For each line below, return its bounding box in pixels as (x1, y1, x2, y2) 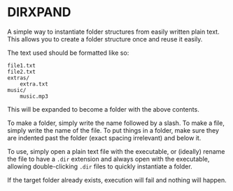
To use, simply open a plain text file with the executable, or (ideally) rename (7, 147, 225, 155)
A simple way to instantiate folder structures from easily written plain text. (7, 27, 220, 36)
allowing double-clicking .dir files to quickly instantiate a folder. (7, 162, 192, 171)
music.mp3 (20, 93, 49, 100)
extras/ (7, 74, 30, 81)
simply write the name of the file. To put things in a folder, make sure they (7, 126, 219, 134)
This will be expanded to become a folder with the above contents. (7, 105, 199, 113)
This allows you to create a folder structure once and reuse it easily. (7, 34, 203, 43)
